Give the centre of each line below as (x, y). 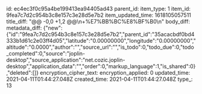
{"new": (53, 28)
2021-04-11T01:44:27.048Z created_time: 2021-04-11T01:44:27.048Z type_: (99, 79)
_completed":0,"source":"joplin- (46, 53)
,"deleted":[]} (23, 73)
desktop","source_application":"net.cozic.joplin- (66, 60)
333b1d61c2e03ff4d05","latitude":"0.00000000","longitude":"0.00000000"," (101, 41)
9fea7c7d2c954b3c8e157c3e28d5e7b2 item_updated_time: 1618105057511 (99, 15)
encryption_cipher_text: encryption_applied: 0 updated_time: (115, 73)
